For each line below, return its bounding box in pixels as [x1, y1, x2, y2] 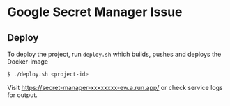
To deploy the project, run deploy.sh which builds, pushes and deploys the [7, 50, 222, 58]
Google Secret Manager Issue [7, 4, 183, 20]
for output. [7, 91, 38, 99]
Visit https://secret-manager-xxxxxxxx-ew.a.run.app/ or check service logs [7, 83, 223, 91]
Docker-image [7, 58, 49, 66]
